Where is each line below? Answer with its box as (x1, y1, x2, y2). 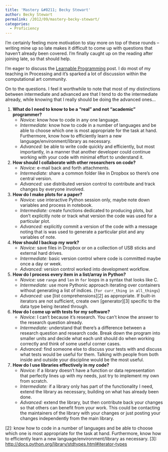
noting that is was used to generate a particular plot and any (20, 229, 144, 235)
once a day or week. (20, 261, 63, 267)
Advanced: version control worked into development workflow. (20, 266, 150, 272)
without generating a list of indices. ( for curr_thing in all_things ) (20, 287, 160, 293)
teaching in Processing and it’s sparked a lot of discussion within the (5, 71, 147, 77)
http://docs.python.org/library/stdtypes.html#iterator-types (5, 441, 127, 447)
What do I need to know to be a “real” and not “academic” (12, 106, 136, 112)
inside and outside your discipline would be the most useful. (20, 357, 144, 363)
